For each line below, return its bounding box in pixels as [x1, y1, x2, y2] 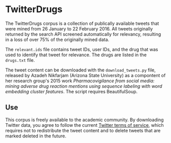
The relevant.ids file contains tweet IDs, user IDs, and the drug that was [5, 46, 158, 52]
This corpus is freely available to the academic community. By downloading [5, 117, 164, 123]
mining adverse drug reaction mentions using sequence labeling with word [5, 83, 162, 89]
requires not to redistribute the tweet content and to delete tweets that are [5, 127, 161, 133]
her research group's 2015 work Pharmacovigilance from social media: [5, 78, 155, 84]
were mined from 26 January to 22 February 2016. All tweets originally [5, 25, 153, 31]
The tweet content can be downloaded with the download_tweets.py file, [5, 67, 156, 73]
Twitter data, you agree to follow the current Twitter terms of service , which [5, 122, 164, 128]
